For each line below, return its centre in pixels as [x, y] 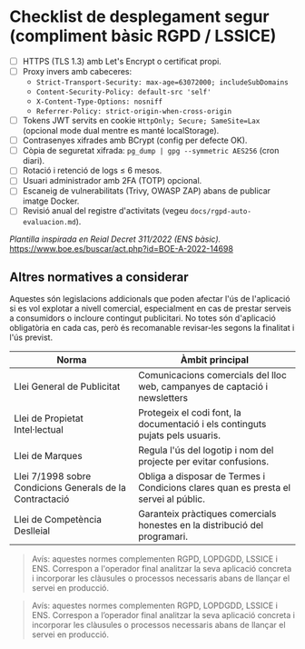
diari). [34, 161]
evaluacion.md [49, 222]
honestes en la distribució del [201, 525]
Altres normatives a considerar [99, 277]
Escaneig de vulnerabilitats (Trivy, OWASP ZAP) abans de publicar [146, 191]
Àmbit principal [215, 360]
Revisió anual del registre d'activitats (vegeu [105, 211]
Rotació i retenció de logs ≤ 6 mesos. [92, 171]
